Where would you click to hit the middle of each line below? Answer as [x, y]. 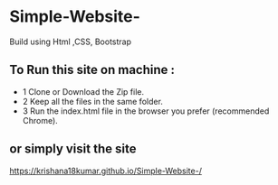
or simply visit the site [73, 149]
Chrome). [40, 120]
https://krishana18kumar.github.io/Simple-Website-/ [105, 171]
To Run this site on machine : [92, 70]
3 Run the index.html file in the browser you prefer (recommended [146, 111]
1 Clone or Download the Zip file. [83, 91]
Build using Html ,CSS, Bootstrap [71, 42]
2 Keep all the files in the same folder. [92, 101]
